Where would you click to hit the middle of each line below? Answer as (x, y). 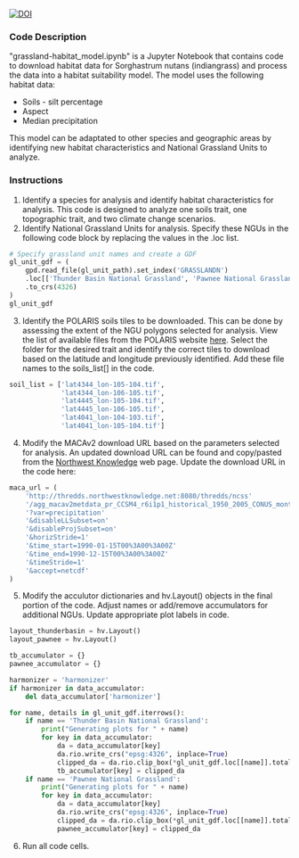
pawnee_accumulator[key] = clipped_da (129, 829)
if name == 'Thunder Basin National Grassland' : (117, 721)
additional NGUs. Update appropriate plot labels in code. (125, 615)
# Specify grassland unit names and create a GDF (103, 254)
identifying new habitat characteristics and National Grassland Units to (138, 148)
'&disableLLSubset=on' (67, 521)
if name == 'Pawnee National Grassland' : (103, 779)
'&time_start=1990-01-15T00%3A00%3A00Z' (101, 546)
